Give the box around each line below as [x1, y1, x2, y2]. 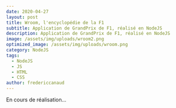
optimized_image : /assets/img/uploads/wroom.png [6, 42, 128, 48]
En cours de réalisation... [6, 96, 67, 103]
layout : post [6, 14, 38, 20]
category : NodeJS [6, 47, 49, 53]
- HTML [11, 69, 28, 75]
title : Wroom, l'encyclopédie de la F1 [6, 19, 105, 25]
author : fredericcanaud [6, 80, 65, 86]
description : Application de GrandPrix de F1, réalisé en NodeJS [6, 31, 170, 37]
